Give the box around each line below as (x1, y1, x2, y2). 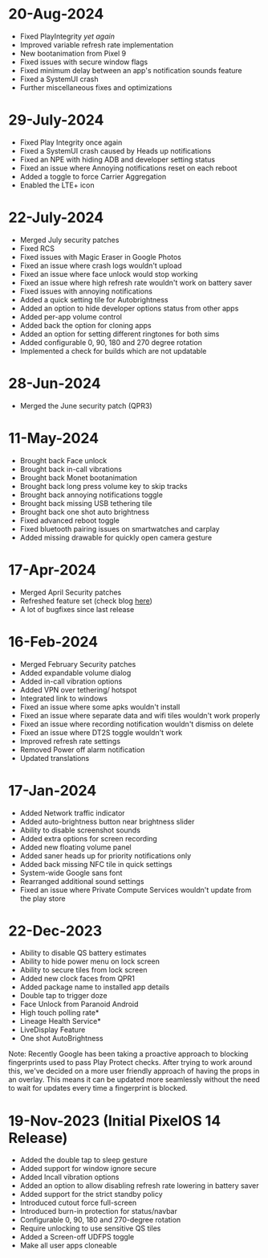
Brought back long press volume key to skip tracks (19, 481, 188, 491)
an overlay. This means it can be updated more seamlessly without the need (8, 1075, 261, 1084)
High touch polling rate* (19, 1008, 99, 1017)
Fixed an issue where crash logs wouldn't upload (19, 261, 182, 270)
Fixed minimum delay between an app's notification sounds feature (19, 65, 242, 75)
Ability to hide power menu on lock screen (19, 956, 160, 966)
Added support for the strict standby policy (19, 1190, 163, 1199)
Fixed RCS (19, 243, 55, 253)
